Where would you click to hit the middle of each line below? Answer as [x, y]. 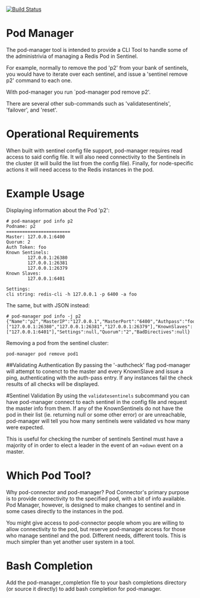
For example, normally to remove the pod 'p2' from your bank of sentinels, [97, 67]
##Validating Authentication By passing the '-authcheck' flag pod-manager [98, 365]
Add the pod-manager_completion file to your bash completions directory [96, 582]
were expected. [25, 427]
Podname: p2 [21, 226]
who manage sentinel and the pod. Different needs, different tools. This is [96, 535]
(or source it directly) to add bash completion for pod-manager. [84, 588]
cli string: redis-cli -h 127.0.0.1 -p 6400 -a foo [71, 294]
